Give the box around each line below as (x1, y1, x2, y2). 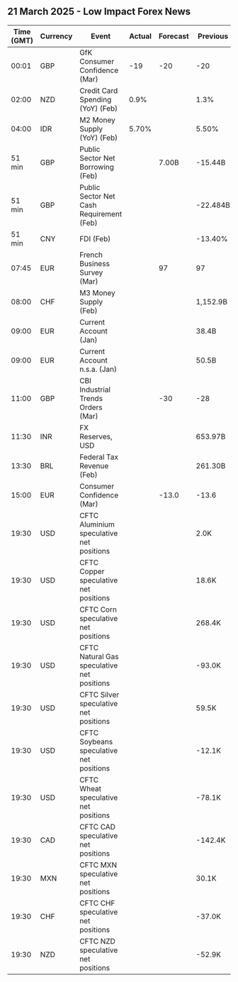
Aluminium (79, 519, 115, 529)
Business (79, 258, 110, 268)
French (79, 250, 103, 260)
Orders (79, 402, 103, 412)
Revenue (79, 460, 109, 470)
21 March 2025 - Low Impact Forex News (7, 6, 191, 18)
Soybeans (79, 736, 113, 746)
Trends (79, 393, 103, 403)
